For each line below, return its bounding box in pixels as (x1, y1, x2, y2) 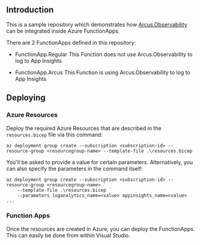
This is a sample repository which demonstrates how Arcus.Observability (6, 21, 188, 28)
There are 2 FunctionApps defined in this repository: (6, 39, 136, 46)
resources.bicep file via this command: (6, 131, 103, 138)
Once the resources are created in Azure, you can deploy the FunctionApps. (6, 225, 195, 232)
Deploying (6, 93, 46, 103)
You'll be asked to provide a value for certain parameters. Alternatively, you (6, 158, 193, 165)
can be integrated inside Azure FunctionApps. (6, 27, 120, 34)
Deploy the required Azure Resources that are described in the (6, 124, 161, 132)
